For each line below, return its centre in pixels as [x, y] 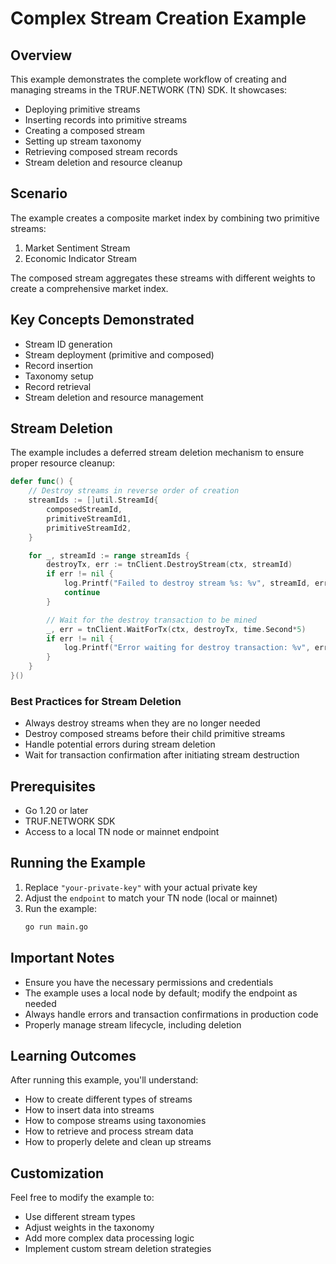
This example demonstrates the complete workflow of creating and [148, 79]
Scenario [39, 193]
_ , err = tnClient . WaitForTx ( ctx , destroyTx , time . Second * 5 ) [176, 629]
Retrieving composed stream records [101, 151]
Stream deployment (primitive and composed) [119, 354]
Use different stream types [80, 1217]
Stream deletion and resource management [114, 397]
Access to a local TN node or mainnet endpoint [122, 832]
